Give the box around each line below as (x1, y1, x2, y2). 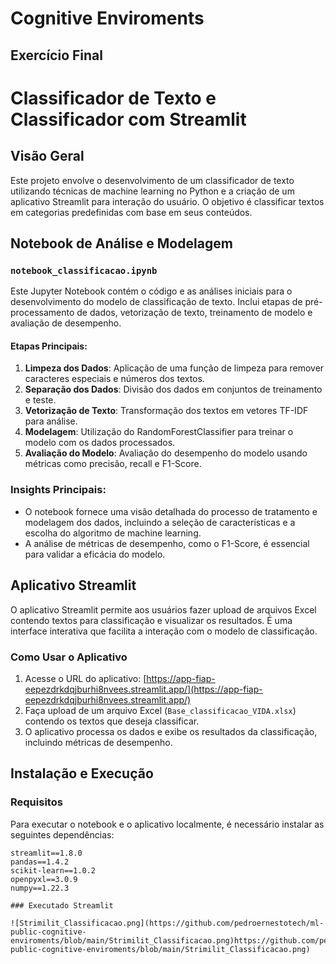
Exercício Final (10, 47, 103, 64)
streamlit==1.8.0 (10, 848, 83, 858)
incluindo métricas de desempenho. (24, 736, 173, 748)
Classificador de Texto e (10, 87, 217, 109)
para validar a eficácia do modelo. (24, 548, 166, 560)
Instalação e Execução (10, 765, 154, 782)
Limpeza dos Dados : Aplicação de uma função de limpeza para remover (24, 362, 325, 374)
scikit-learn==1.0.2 (10, 865, 97, 876)
